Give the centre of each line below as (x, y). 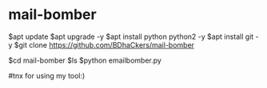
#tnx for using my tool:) (47, 75)
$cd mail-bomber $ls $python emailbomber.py (85, 60)
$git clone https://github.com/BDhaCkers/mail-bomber (104, 44)
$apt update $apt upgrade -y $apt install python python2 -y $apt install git (131, 36)
